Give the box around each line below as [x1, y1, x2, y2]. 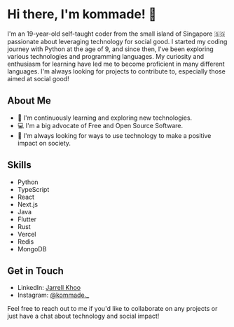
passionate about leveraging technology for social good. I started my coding [7, 37, 228, 46]
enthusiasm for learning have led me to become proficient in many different [7, 60, 226, 68]
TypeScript [17, 185, 50, 193]
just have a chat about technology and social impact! [7, 312, 160, 321]
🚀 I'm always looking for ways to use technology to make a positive [17, 131, 212, 139]
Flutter [17, 215, 37, 223]
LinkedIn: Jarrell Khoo [17, 284, 81, 292]
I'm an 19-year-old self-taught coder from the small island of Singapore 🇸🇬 [7, 29, 226, 38]
